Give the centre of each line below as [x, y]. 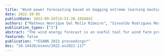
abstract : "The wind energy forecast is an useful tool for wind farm [78, 32]
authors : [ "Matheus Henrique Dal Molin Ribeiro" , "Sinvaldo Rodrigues [78, 23]
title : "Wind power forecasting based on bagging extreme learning [75, 9]
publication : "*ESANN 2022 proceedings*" [48, 41]
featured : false [21, 37]
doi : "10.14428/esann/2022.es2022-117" [46, 46]
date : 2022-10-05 [23, 14]
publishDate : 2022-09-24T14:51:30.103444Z [49, 19]
